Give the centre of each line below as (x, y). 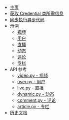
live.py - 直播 (30, 88)
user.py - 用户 (31, 82)
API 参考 (18, 69)
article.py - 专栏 (33, 106)
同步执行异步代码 (27, 20)
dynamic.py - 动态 (35, 94)
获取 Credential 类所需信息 (37, 13)
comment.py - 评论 (36, 100)
